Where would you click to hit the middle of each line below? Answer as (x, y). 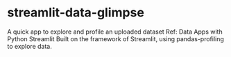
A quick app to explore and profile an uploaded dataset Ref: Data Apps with (115, 32)
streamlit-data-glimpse (76, 13)
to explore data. (29, 46)
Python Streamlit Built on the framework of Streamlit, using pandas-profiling (115, 38)
